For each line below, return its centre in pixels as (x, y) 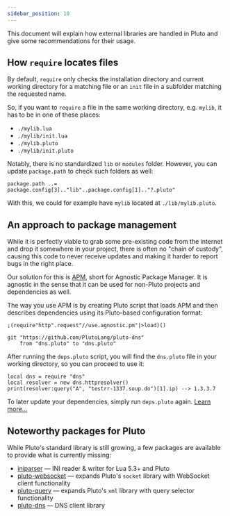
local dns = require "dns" (46, 377)
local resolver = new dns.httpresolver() (68, 383)
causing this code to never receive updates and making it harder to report (113, 256)
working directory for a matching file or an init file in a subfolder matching (115, 87)
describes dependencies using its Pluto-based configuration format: (105, 313)
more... (17, 409)
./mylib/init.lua (42, 136)
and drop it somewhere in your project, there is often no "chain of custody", (115, 249)
